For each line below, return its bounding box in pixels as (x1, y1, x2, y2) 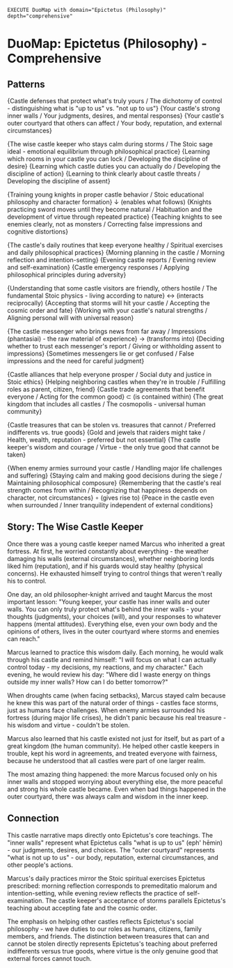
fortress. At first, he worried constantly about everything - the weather (7, 547, 209, 555)
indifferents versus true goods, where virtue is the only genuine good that (7, 946, 218, 955)
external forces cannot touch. (7, 954, 92, 962)
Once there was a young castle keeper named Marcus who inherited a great (7, 539, 225, 548)
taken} (7, 450, 26, 459)
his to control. (7, 576, 47, 585)
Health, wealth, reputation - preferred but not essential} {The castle (7, 436, 201, 444)
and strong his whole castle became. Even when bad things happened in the (7, 785, 227, 793)
